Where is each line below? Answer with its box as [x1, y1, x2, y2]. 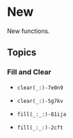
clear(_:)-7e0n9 [16, 84, 63, 91]
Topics [7, 47, 37, 58]
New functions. [7, 27, 50, 35]
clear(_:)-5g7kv [16, 97, 63, 104]
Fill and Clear [7, 67, 52, 77]
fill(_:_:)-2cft [16, 124, 63, 131]
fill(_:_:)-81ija [16, 111, 67, 117]
